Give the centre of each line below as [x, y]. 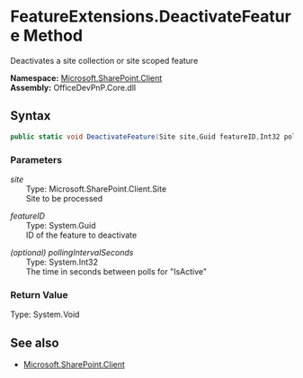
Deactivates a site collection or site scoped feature [104, 60]
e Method [47, 36]
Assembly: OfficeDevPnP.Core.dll [73, 87]
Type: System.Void [45, 315]
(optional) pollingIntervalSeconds [72, 252]
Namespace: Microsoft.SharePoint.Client [86, 77]
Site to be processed [65, 198]
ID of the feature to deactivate [82, 235]
